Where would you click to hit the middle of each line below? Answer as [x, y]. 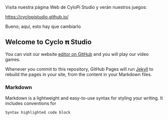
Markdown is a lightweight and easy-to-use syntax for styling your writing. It [84, 98]
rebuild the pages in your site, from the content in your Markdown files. [78, 74]
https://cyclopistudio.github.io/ [37, 17]
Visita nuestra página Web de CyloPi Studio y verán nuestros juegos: [76, 7]
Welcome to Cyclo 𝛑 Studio [48, 42]
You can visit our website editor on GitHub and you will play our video [77, 54]
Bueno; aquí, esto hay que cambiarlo [43, 26]
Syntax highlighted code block [38, 113]
